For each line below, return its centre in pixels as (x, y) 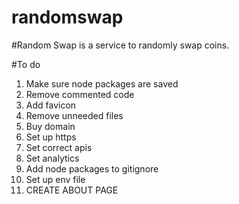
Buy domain (50, 126)
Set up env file (55, 179)
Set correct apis (59, 147)
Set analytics (52, 158)
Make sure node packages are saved (102, 83)
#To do (26, 64)
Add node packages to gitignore (92, 168)
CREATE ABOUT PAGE (72, 190)
